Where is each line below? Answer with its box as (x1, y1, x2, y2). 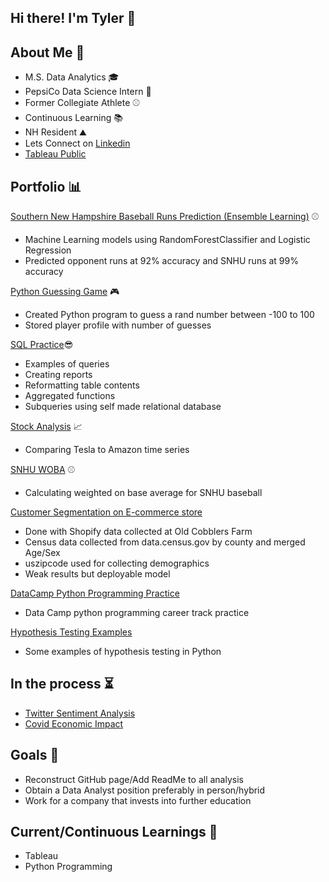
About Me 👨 (10, 44, 85, 61)
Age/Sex (24, 547, 61, 559)
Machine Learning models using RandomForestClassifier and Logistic (24, 234, 311, 246)
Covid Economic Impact (24, 717, 124, 730)
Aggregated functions (24, 390, 116, 402)
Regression (24, 244, 72, 256)
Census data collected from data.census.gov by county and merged (24, 536, 306, 548)
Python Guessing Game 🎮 (10, 286, 120, 298)
